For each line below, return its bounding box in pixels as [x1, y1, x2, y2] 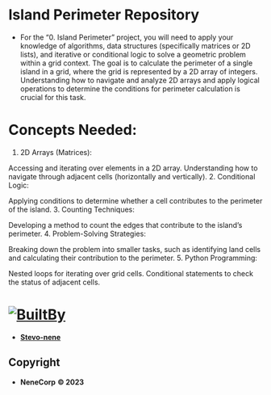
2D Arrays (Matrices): [19, 147, 93, 157]
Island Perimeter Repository [8, 6, 200, 24]
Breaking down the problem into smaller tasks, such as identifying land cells [8, 244, 261, 254]
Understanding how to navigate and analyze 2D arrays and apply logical [19, 75, 260, 85]
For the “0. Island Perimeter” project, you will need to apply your [19, 32, 234, 42]
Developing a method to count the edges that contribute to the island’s [8, 220, 243, 229]
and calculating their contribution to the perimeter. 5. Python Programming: [8, 253, 258, 263]
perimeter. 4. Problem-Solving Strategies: [8, 229, 147, 238]
